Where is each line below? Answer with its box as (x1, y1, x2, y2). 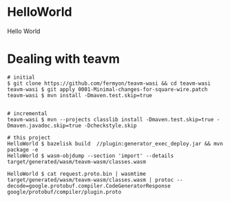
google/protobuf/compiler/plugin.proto (7, 188, 122, 195)
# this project (7, 134, 51, 141)
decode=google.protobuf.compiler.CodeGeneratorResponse (7, 182, 171, 190)
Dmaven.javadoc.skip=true (7, 122, 81, 129)
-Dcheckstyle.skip (83, 122, 137, 129)
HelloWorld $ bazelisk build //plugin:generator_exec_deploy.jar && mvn (7, 140, 224, 147)
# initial (7, 74, 36, 81)
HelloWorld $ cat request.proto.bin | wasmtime (7, 170, 147, 177)
